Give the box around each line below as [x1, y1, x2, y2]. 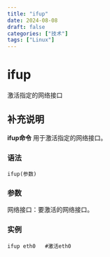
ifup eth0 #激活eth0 [7, 242, 71, 250]
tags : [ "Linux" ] [7, 37, 55, 44]
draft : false [7, 23, 46, 30]
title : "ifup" [7, 10, 49, 18]
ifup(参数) [7, 170, 37, 178]
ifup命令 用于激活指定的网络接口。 [7, 133, 107, 142]
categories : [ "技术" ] [7, 30, 69, 37]
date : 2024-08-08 [7, 17, 58, 24]
